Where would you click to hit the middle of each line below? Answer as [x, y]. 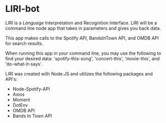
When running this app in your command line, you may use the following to [83, 53]
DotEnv [20, 105]
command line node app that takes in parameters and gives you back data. [83, 28]
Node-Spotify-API [31, 89]
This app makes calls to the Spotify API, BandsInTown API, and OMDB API [82, 38]
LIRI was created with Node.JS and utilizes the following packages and [79, 73]
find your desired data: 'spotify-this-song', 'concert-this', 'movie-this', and [82, 58]
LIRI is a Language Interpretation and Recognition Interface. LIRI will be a [81, 23]
